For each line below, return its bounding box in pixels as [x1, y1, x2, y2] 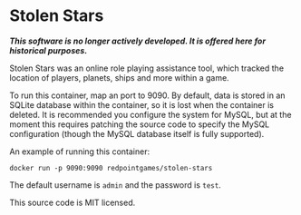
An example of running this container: [9, 146, 150, 157]
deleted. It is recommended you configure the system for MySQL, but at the [9, 109, 292, 120]
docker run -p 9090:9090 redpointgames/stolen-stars [9, 163, 213, 172]
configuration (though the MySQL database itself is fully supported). [9, 128, 265, 139]
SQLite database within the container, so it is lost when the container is [9, 99, 275, 110]
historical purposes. [9, 44, 88, 55]
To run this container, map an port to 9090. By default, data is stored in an [9, 90, 286, 101]
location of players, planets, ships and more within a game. [9, 72, 229, 83]
